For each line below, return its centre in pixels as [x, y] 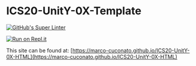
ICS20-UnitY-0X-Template [74, 11]
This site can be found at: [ [39, 50]
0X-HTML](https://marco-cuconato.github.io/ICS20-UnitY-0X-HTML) [92, 56]
